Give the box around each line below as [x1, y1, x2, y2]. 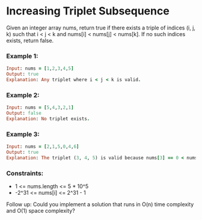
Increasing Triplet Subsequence [6, 4, 170, 18]
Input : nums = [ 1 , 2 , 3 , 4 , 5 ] [6, 66, 74, 72]
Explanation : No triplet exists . [6, 115, 90, 121]
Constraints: [6, 169, 44, 177]
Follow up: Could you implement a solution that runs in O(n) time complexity [6, 201, 194, 208]
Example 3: [6, 130, 40, 138]
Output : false [6, 110, 42, 117]
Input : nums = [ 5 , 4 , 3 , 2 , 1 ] [6, 105, 74, 111]
